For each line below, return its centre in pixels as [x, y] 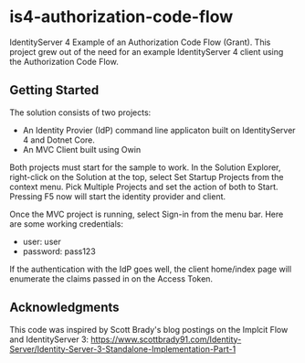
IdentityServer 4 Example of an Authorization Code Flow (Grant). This [140, 42]
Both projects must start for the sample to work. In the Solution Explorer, [145, 167]
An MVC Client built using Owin [82, 149]
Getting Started [54, 90]
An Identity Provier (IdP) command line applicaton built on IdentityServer [159, 130]
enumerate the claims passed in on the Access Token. [111, 278]
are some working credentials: [66, 224]
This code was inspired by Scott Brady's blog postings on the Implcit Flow [149, 329]
